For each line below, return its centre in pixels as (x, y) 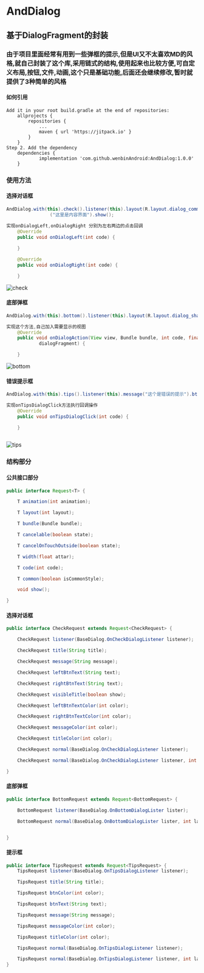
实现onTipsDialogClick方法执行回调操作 (52, 405)
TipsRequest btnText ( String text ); (62, 904)
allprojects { (35, 116)
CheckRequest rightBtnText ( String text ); (70, 684)
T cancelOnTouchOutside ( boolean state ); (69, 546)
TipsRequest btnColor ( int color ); (61, 893)
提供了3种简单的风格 (36, 82)
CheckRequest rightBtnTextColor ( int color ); (74, 716)
